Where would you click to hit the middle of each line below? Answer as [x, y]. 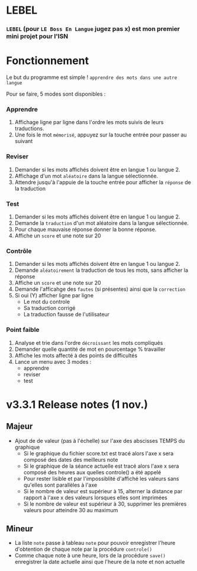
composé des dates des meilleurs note [71, 459]
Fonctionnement [48, 61]
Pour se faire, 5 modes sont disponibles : [56, 94]
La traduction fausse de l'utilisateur [67, 315]
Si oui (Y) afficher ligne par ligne [54, 296]
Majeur [20, 426]
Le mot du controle [46, 302]
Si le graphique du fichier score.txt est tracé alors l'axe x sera [98, 453]
